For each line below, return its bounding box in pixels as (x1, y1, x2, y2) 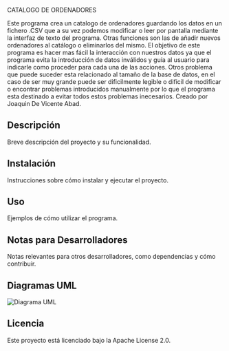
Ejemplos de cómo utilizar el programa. (7, 214, 118, 222)
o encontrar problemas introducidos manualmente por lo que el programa (7, 85, 215, 93)
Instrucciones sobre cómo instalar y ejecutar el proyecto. (7, 175, 168, 184)
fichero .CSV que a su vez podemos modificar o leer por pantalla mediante (7, 27, 219, 34)
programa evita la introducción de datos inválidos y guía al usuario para (7, 56, 210, 64)
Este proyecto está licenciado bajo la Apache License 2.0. (7, 336, 171, 344)
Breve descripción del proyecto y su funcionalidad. (7, 138, 151, 146)
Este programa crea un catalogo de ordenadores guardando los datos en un (7, 19, 222, 27)
